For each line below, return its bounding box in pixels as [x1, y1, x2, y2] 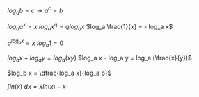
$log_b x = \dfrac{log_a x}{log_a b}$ [7, 69, 112, 78]
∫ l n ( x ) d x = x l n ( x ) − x [7, 82, 66, 91]
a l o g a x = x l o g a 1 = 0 [7, 37, 64, 48]
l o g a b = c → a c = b [7, 6, 63, 16]
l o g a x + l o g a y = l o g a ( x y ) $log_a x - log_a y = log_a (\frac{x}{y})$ [7, 54, 193, 64]
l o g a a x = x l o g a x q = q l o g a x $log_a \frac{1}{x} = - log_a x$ [7, 21, 173, 33]
